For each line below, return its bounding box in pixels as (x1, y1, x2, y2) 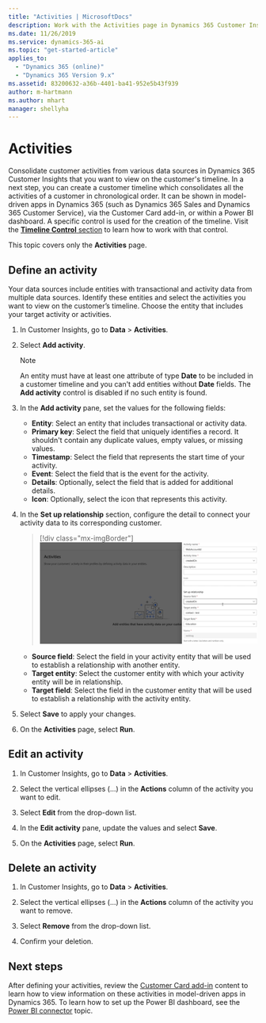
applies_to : (8, 55, 47, 63)
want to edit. (19, 792, 61, 802)
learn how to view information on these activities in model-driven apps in (8, 989, 246, 998)
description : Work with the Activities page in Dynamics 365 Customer (8, 21, 246, 29)
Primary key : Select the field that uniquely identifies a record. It (31, 427, 239, 436)
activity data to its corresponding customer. (19, 518, 162, 527)
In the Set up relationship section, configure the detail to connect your (19, 510, 251, 519)
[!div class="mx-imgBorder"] (39, 533, 134, 543)
